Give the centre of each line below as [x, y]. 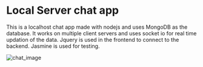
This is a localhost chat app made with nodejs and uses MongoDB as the [97, 27]
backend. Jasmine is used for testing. [53, 46]
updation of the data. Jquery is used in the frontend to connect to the [93, 39]
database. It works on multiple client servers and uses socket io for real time [101, 33]
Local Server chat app [63, 10]
